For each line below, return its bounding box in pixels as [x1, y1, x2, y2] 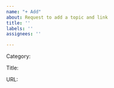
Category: [6, 53, 31, 60]
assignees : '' [6, 31, 42, 37]
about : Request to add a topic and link [6, 14, 109, 20]
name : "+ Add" [6, 8, 42, 15]
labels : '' [6, 25, 33, 32]
